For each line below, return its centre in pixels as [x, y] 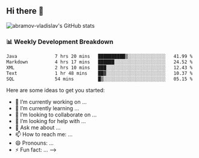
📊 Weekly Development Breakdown [60, 42]
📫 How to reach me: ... [44, 134]
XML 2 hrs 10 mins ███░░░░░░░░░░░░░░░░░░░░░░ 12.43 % [99, 68]
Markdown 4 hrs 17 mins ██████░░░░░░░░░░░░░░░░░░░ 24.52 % [99, 62]
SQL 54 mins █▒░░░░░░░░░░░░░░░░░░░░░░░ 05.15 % [99, 79]
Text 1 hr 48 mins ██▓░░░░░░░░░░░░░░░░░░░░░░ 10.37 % [99, 73]
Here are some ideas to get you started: [56, 90]
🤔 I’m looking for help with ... [50, 121]
